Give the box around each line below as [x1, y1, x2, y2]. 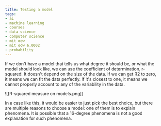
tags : [5, 12, 16, 16]
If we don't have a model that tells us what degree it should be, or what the [5, 61, 155, 67]
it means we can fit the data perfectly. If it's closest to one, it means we [5, 76, 148, 82]
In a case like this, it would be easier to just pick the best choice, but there [5, 100, 153, 106]
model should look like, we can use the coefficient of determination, [5, 66, 141, 71]
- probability [5, 47, 34, 52]
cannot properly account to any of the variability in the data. [5, 81, 125, 87]
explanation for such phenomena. [5, 115, 72, 121]
